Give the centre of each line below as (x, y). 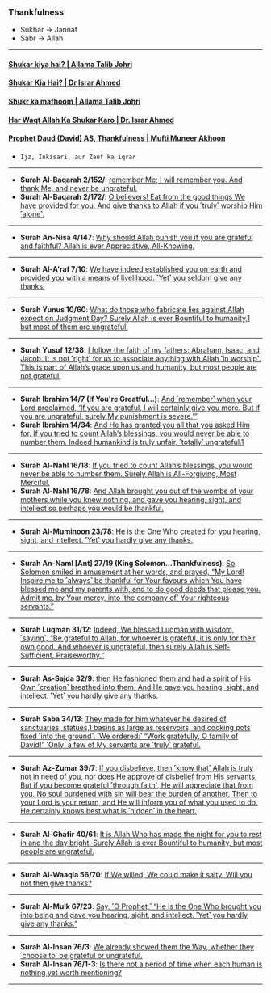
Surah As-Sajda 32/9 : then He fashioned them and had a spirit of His (135, 678)
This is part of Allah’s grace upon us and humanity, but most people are (138, 367)
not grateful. (41, 375)
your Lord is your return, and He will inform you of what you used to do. (139, 802)
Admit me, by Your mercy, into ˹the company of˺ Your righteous (125, 598)
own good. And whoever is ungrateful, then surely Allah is (116, 646)
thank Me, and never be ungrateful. (79, 188)
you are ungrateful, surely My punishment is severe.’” (108, 416)
